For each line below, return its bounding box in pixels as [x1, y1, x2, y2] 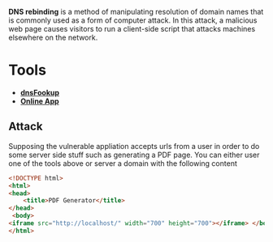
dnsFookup [19, 87, 59, 97]
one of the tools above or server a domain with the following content [8, 158, 237, 168]
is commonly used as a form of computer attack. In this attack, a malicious [8, 15, 258, 25]
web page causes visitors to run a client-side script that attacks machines [8, 24, 256, 33]
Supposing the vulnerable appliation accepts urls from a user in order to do [8, 141, 260, 151]
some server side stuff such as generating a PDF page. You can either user [8, 150, 260, 159]
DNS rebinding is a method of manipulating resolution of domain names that [8, 7, 264, 16]
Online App [19, 96, 59, 106]
